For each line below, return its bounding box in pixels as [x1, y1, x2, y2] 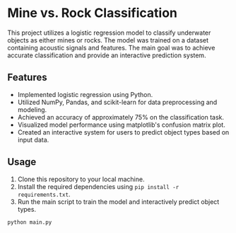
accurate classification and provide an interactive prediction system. [7, 51, 206, 59]
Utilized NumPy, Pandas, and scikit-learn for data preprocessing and [17, 98, 218, 106]
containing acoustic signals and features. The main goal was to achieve [7, 43, 216, 52]
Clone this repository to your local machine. [17, 175, 145, 183]
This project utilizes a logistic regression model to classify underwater [7, 28, 211, 37]
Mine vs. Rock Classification [7, 5, 178, 21]
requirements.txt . [17, 190, 71, 198]
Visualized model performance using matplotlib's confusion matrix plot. [17, 120, 226, 129]
